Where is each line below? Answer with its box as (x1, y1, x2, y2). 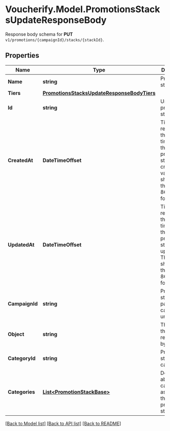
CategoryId (8, 354, 36, 361)
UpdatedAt (8, 241, 34, 248)
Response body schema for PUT (5, 31, 73, 37)
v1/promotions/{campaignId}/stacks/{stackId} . (5, 37, 104, 43)
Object (8, 330, 24, 338)
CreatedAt (8, 156, 33, 163)
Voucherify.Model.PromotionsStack (5, 4, 160, 15)
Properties (5, 51, 39, 60)
